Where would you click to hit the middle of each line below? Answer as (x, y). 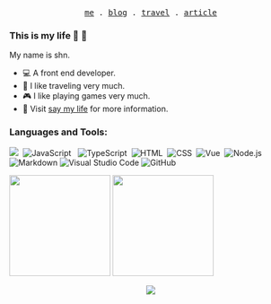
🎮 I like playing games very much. (86, 96)
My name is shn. (39, 55)
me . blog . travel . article (151, 13)
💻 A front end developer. (69, 73)
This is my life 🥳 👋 (48, 35)
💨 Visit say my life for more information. (95, 109)
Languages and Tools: (58, 132)
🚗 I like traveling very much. (74, 86)
